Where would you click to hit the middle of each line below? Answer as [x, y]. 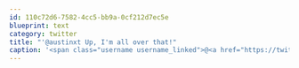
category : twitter [43, 34]
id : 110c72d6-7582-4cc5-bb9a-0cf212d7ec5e [89, 17]
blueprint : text [39, 26]
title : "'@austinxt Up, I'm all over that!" [93, 42]
